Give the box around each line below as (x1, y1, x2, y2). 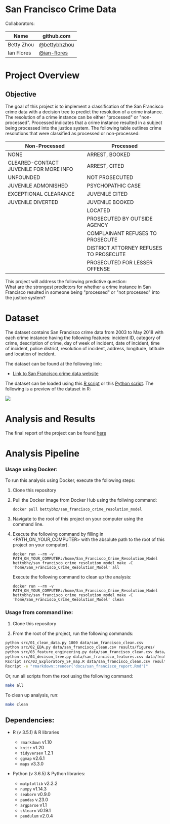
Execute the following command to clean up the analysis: (12, 574, 132, 580)
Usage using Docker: (5, 466, 58, 473)
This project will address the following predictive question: (5, 278, 127, 284)
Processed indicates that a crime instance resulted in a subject (31, 119, 163, 126)
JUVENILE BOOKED (87, 198, 134, 205)
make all (5, 683, 24, 688)
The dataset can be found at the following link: (5, 360, 102, 367)
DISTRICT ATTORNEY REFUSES (87, 244, 162, 251)
